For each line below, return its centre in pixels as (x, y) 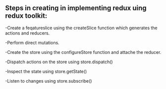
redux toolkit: (26, 16)
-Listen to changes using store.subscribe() (49, 81)
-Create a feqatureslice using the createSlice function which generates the (81, 28)
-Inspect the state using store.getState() (46, 71)
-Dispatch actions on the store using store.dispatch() (59, 62)
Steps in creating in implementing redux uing (76, 8)
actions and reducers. (28, 33)
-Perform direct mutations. (32, 43)
